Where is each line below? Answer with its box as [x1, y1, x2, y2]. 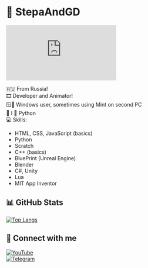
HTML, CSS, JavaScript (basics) [14, 130, 93, 137]
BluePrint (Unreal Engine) [14, 154, 76, 161]
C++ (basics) [14, 148, 47, 155]
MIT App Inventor [14, 180, 57, 187]
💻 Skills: [6, 116, 28, 123]
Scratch [14, 142, 34, 149]
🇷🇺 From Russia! [6, 85, 48, 92]
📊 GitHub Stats [6, 197, 63, 208]
